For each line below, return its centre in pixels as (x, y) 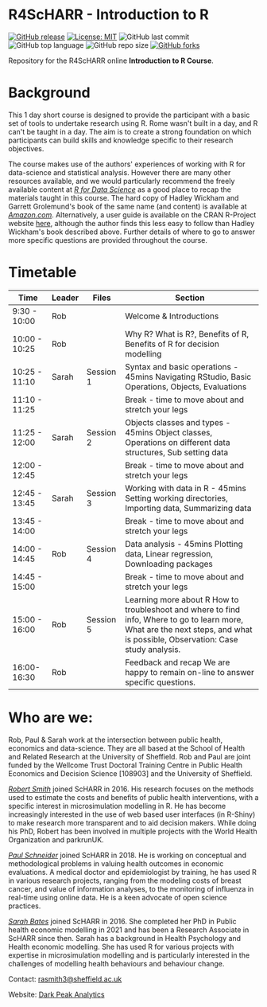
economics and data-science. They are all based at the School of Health (127, 748)
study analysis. (153, 649)
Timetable (43, 273)
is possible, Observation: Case (181, 639)
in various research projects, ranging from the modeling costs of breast (125, 880)
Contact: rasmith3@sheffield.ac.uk (65, 979)
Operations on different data (177, 442)
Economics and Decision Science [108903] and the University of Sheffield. (130, 773)
